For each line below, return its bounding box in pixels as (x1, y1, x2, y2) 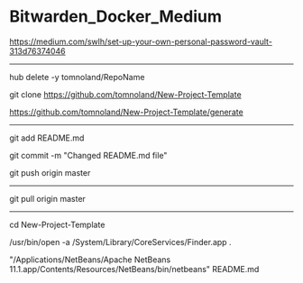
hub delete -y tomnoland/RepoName (9, 71, 145, 82)
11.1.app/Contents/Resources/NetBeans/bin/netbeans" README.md (9, 263, 260, 274)
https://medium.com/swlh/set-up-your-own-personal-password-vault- (9, 36, 273, 47)
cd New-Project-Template (9, 219, 106, 230)
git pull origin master (9, 193, 86, 204)
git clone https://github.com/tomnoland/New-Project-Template (9, 88, 242, 100)
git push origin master (9, 167, 91, 178)
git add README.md (9, 132, 85, 143)
